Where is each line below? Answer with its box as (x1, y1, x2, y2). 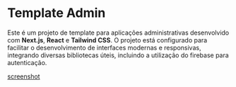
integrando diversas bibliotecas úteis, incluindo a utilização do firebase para (7, 51, 230, 59)
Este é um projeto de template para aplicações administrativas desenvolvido (7, 28, 230, 37)
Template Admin (7, 5, 106, 21)
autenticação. (7, 58, 47, 66)
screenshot (7, 72, 40, 81)
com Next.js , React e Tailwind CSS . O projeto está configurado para (7, 35, 208, 44)
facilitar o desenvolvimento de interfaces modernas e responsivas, (7, 43, 201, 52)
